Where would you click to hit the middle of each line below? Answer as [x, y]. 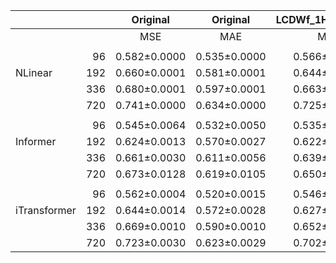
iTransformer [46, 210]
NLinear [34, 72]
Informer [36, 141]
